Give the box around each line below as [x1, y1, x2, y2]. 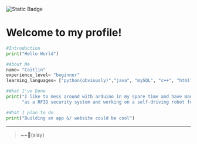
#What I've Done [6, 88, 46, 94]
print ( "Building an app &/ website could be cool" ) [6, 115, 135, 121]
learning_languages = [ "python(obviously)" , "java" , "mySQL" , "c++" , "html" [6, 78, 193, 84]
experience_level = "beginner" [6, 72, 80, 78]
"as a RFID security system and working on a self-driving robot [21, 99, 185, 105]
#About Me [6, 61, 30, 67]
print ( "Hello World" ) [6, 50, 59, 57]
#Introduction [6, 45, 41, 51]
